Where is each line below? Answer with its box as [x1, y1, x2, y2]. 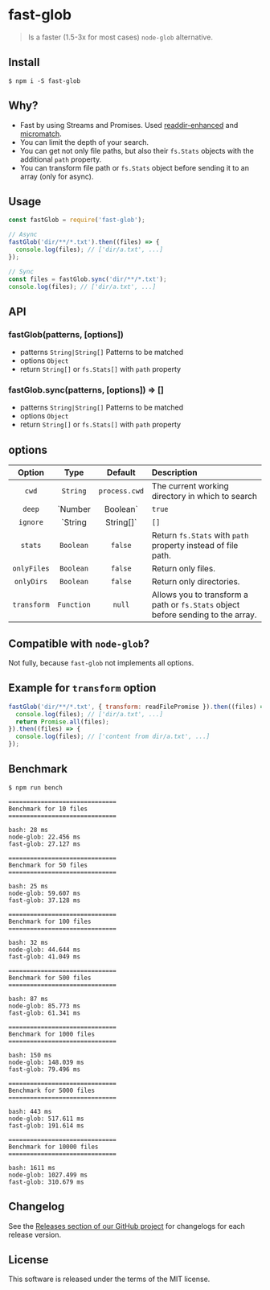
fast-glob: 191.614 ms [8, 1121, 84, 1130]
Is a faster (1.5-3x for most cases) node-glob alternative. [27, 32, 213, 42]
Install [8, 56, 40, 69]
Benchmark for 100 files [8, 917, 92, 925]
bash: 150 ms [8, 1051, 52, 1059]
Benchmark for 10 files [8, 805, 88, 813]
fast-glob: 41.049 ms [8, 952, 81, 961]
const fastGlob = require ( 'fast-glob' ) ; [8, 216, 146, 225]
